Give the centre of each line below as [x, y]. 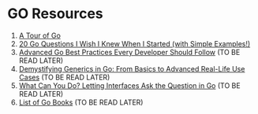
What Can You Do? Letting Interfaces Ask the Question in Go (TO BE [130, 85]
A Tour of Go [39, 35]
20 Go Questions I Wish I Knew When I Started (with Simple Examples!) [135, 43]
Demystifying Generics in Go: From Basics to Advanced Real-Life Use [132, 68]
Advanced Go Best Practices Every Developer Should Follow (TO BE [129, 52]
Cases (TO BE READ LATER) [64, 77]
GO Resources [55, 14]
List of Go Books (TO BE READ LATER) [81, 102]
